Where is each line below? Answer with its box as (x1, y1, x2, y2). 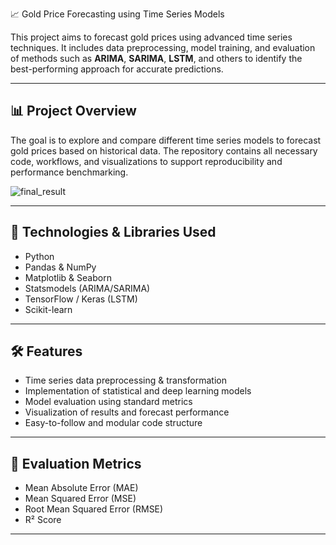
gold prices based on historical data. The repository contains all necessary (10, 144, 318, 157)
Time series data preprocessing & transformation (24, 374, 227, 387)
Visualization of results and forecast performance (24, 406, 230, 418)
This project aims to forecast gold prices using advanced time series (10, 31, 293, 43)
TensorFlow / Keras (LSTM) (24, 293, 138, 305)
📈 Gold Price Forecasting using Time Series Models (10, 8, 225, 20)
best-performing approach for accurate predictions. (10, 63, 224, 75)
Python (24, 250, 55, 262)
